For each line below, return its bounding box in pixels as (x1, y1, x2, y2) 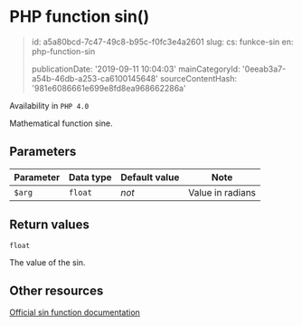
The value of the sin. (9, 256, 86, 268)
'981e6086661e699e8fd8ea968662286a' (31, 82, 187, 93)
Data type (68, 170, 112, 183)
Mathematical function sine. (9, 118, 113, 129)
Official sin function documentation (9, 307, 140, 318)
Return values (9, 217, 90, 233)
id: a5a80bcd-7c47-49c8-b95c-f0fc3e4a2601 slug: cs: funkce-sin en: (31, 36, 294, 47)
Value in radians (188, 186, 256, 198)
